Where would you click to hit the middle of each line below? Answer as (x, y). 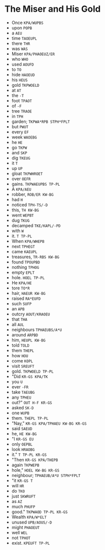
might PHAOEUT (26, 527)
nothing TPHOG (25, 267)
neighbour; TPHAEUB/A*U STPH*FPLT (46, 475)
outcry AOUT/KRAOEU (31, 314)
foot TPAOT (22, 100)
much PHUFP (23, 506)
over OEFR (21, 179)
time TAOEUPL (24, 38)
